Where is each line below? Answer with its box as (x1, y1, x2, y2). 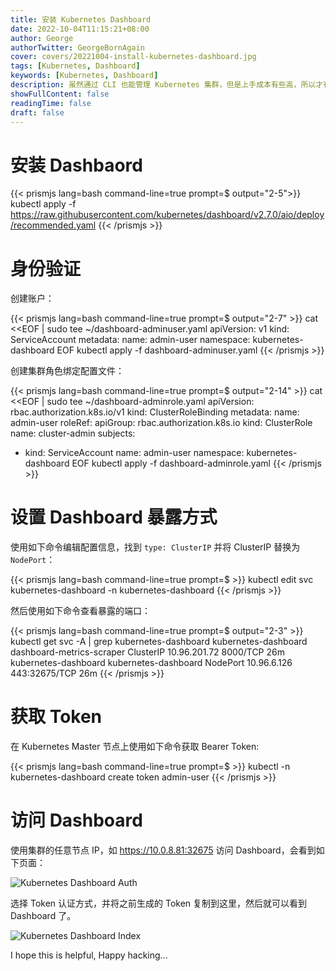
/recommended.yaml (10, 219, 97, 231)
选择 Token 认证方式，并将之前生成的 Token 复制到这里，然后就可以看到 (10, 897, 308, 910)
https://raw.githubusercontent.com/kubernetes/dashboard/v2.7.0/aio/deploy (10, 209, 325, 221)
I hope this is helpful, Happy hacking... (10, 949, 168, 961)
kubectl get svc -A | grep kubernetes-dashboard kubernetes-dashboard (10, 636, 308, 648)
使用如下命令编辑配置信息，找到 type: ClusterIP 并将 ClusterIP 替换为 (10, 541, 301, 553)
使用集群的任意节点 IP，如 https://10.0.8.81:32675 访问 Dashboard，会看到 (10, 844, 317, 856)
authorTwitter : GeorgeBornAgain (10, 42, 145, 53)
